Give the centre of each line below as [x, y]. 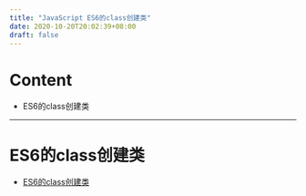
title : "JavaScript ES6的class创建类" [81, 18]
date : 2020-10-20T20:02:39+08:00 [73, 26]
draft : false [34, 35]
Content [41, 80]
